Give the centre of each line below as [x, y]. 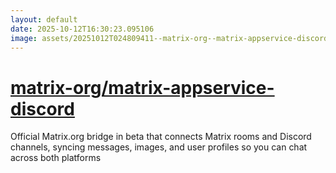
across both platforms [56, 158]
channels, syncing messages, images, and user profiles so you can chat [159, 147]
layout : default [44, 19]
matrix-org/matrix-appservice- [142, 87]
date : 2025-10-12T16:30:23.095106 [82, 29]
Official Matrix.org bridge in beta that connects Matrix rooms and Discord [161, 137]
